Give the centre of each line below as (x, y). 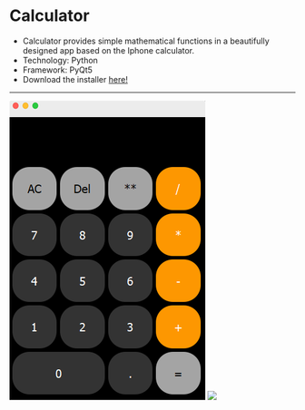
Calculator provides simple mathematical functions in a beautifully (146, 41)
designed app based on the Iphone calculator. (108, 50)
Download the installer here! (75, 79)
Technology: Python (60, 60)
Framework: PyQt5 (58, 70)
